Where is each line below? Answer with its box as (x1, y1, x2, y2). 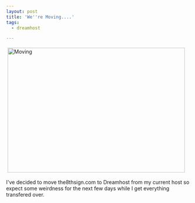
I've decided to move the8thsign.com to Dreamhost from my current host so (6, 179, 190, 186)
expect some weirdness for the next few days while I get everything (6, 185, 170, 192)
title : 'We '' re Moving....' (6, 14, 75, 20)
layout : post (6, 8, 38, 15)
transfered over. (6, 191, 45, 198)
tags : (6, 19, 19, 25)
